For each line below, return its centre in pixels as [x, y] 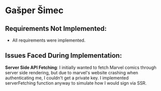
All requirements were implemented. [49, 40]
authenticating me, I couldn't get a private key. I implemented [67, 78]
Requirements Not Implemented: [56, 29]
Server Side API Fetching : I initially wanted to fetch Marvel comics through [81, 67]
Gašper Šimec [34, 11]
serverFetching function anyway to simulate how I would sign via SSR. [76, 83]
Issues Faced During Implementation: [64, 56]
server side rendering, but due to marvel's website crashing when [72, 72]
